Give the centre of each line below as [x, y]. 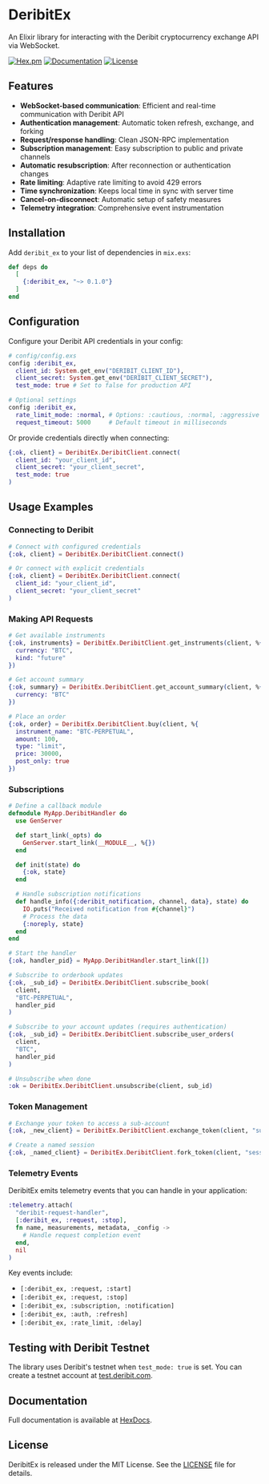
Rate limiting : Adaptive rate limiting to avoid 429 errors [110, 182]
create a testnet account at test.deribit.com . [81, 1376]
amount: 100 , [37, 739]
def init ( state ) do [48, 865]
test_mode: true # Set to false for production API [104, 386]
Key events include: [41, 1273]
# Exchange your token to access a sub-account [89, 1123]
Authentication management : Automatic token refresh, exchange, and [137, 123]
